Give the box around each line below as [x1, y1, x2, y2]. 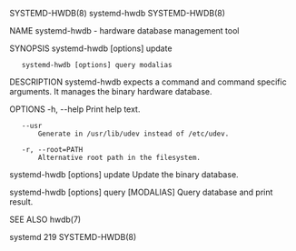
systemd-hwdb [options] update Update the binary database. [9, 169, 239, 180]
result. [9, 196, 34, 207]
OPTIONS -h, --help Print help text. [9, 104, 141, 115]
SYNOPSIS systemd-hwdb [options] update [9, 43, 173, 54]
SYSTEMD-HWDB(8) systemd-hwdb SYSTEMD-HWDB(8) [9, 8, 225, 18]
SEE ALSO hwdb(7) [9, 214, 82, 225]
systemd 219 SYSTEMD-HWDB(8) [9, 232, 137, 242]
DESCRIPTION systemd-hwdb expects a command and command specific [9, 76, 288, 87]
